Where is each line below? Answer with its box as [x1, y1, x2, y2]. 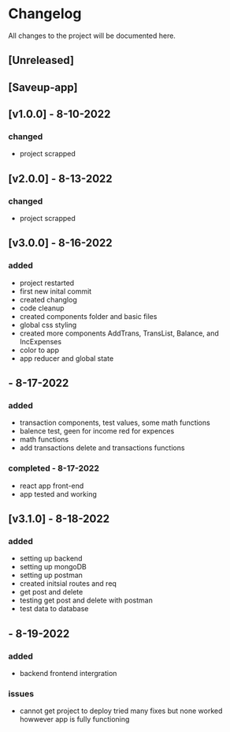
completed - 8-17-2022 [8, 463, 100, 474]
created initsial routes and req [19, 579, 117, 588]
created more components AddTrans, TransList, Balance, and [19, 328, 219, 338]
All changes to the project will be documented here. [8, 31, 176, 40]
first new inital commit [19, 286, 92, 296]
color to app [19, 345, 59, 355]
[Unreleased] [8, 54, 75, 67]
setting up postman [19, 570, 83, 580]
